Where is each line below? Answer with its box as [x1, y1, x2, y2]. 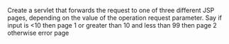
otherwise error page [7, 28, 69, 37]
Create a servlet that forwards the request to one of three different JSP [7, 6, 215, 14]
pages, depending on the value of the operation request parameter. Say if [7, 13, 222, 22]
